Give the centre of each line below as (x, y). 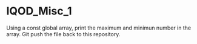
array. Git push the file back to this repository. (63, 34)
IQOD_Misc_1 (39, 11)
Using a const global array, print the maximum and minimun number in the (99, 28)
